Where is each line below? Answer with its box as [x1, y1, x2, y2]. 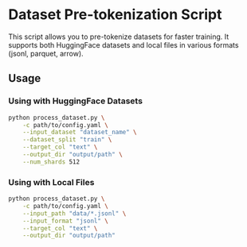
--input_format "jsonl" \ [22, 217, 109, 225]
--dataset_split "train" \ [22, 136, 112, 144]
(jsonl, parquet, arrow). [8, 48, 84, 58]
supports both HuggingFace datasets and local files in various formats [8, 40, 239, 49]
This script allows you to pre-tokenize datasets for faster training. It [8, 32, 229, 41]
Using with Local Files [8, 176, 95, 187]
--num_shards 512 [22, 157, 80, 166]
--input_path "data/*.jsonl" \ [22, 209, 127, 218]
